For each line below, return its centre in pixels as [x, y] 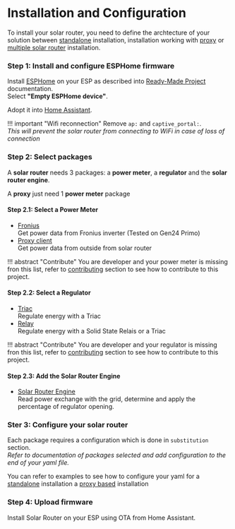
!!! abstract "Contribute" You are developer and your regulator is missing [112, 345]
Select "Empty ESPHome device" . [58, 96]
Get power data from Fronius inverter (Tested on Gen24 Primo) [109, 233]
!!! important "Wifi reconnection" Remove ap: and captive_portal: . [104, 124]
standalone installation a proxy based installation [78, 484]
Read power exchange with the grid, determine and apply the [107, 399]
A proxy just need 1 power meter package [69, 194]
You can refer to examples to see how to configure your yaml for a [103, 476]
